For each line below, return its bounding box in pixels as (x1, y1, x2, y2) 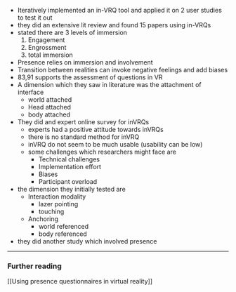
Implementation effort (38, 163, 102, 171)
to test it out (17, 13, 53, 22)
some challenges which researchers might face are (27, 147, 177, 156)
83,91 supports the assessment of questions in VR (17, 73, 163, 81)
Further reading (7, 261, 62, 271)
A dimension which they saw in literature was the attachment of (17, 81, 202, 88)
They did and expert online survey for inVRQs (17, 118, 150, 126)
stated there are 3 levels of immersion (17, 28, 128, 36)
